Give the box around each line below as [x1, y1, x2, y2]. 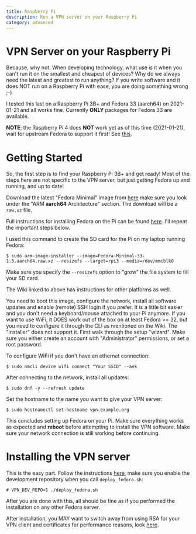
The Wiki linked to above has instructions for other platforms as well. [6, 286, 171, 293]
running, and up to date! [6, 183, 64, 190]
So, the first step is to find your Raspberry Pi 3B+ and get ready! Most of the [6, 171, 190, 178]
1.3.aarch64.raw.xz [6, 259, 54, 264]
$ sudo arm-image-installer [6, 253, 75, 259]
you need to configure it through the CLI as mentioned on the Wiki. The [6, 322, 177, 329]
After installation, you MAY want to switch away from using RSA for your [6, 515, 180, 522]
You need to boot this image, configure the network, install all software [6, 297, 177, 305]
